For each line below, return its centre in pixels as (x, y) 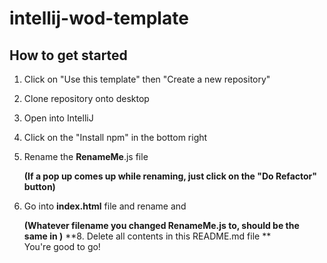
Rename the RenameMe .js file (86, 156)
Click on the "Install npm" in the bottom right (115, 137)
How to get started (68, 55)
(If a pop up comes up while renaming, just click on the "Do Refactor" (170, 176)
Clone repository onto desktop (86, 98)
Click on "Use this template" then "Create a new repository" (147, 79)
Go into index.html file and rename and (105, 206)
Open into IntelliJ (58, 118)
